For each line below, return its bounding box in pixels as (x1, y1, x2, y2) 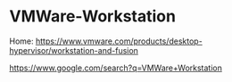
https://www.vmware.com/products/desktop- (35, 36, 203, 46)
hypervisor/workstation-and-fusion (9, 45, 138, 55)
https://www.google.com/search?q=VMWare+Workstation (9, 62, 223, 73)
